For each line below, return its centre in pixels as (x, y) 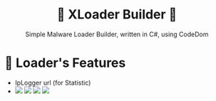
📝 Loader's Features (65, 63)
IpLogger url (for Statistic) (53, 83)
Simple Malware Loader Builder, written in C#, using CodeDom (117, 34)
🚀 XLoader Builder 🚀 (117, 15)
